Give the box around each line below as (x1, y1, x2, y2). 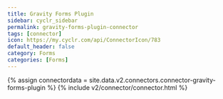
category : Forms (7, 50, 56, 57)
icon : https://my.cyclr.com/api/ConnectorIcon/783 (7, 37, 161, 44)
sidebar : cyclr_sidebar (7, 17, 78, 24)
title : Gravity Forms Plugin (7, 10, 94, 18)
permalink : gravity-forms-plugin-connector (7, 23, 139, 30)
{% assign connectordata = (7, 76, 88, 84)
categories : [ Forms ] (7, 57, 69, 64)
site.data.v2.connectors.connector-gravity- (88, 76, 216, 84)
